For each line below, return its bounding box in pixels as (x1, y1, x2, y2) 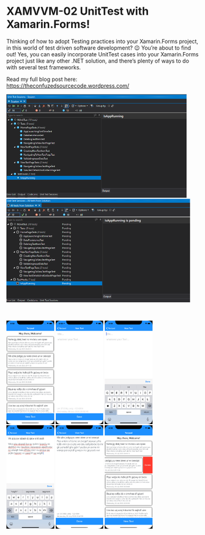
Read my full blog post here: (6, 75, 78, 83)
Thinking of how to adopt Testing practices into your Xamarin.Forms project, (6, 37, 199, 45)
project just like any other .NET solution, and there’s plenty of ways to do (6, 57, 190, 64)
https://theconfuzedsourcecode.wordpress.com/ (6, 82, 130, 89)
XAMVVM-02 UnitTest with (6, 4, 149, 18)
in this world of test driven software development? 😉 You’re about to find (6, 44, 192, 51)
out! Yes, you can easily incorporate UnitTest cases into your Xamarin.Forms (6, 50, 199, 58)
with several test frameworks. (6, 63, 81, 71)
